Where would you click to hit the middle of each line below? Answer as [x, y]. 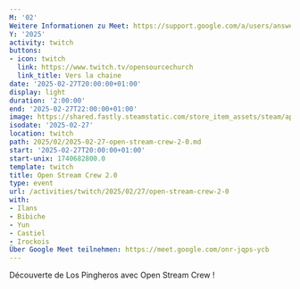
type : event [31, 184]
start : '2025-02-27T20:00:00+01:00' [77, 150]
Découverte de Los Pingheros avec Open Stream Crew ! [112, 275]
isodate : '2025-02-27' [51, 126]
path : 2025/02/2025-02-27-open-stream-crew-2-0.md [105, 142]
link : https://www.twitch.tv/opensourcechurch [105, 68]
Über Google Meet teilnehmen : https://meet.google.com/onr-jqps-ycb [139, 250]
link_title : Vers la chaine [70, 76]
